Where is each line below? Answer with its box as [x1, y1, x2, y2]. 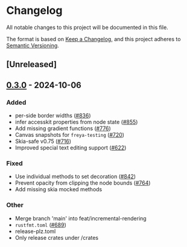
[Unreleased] [6, 59, 57, 70]
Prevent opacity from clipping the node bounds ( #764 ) [14, 179, 151, 186]
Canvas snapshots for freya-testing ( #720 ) [14, 131, 125, 139]
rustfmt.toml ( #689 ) [14, 221, 66, 228]
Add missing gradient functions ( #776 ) [14, 125, 112, 132]
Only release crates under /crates [14, 234, 99, 241]
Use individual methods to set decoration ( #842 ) [14, 173, 136, 180]
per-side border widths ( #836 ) [14, 112, 91, 119]
